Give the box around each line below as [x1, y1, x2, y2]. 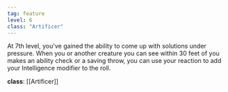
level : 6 [7, 17, 33, 24]
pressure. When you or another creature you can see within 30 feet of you [7, 49, 220, 57]
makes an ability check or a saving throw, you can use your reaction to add [7, 57, 222, 65]
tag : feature [7, 10, 45, 17]
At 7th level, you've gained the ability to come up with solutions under [7, 42, 207, 50]
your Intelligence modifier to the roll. [7, 64, 111, 73]
